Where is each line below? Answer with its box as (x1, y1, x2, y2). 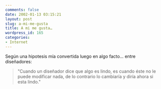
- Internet (5, 40, 28, 45)
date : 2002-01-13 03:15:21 (5, 12, 61, 17)
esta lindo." (17, 79, 41, 85)
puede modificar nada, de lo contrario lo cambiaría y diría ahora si (17, 73, 153, 80)
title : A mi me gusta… (5, 26, 52, 31)
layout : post (5, 16, 32, 21)
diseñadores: (5, 58, 32, 65)
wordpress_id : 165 (5, 30, 43, 35)
